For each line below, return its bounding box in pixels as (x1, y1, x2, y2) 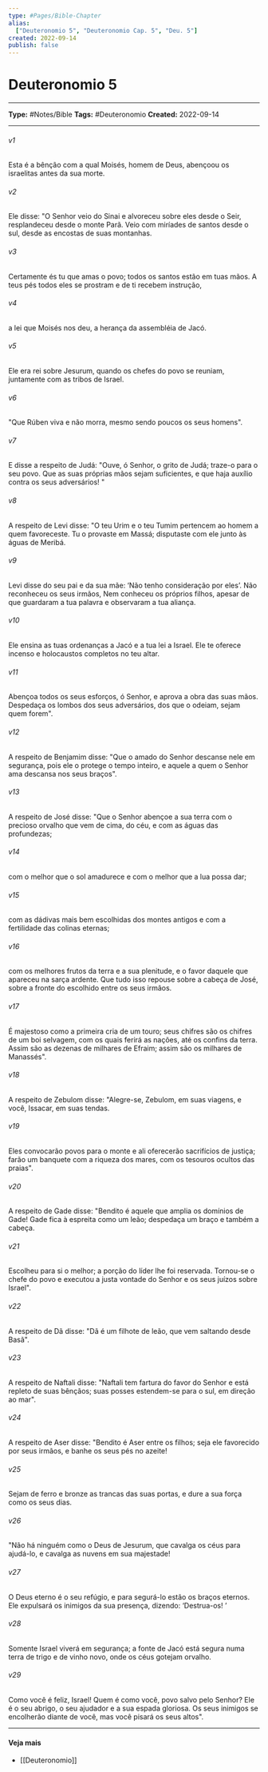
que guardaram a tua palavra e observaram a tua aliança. (8, 597, 196, 607)
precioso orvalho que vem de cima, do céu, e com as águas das (8, 820, 219, 830)
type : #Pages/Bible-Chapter (8, 11, 102, 20)
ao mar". (8, 1394, 36, 1404)
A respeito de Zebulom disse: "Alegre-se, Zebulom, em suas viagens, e (8, 1094, 242, 1104)
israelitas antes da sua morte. (8, 168, 105, 178)
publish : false (8, 42, 59, 49)
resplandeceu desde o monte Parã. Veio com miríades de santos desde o (8, 220, 249, 230)
